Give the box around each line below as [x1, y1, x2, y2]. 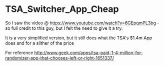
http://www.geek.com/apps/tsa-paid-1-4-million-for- [34, 50, 143, 56]
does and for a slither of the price [5, 40, 74, 46]
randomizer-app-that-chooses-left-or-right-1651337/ [5, 55, 114, 61]
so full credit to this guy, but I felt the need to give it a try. [5, 25, 123, 31]
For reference [5, 50, 33, 56]
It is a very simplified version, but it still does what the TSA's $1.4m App [5, 35, 152, 41]
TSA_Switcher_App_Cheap [5, 3, 119, 15]
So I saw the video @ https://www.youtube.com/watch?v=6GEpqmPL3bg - [5, 20, 159, 26]
